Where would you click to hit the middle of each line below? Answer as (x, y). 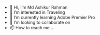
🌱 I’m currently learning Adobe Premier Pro (52, 17)
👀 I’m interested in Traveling (37, 12)
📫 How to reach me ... (32, 28)
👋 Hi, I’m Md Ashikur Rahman (38, 7)
